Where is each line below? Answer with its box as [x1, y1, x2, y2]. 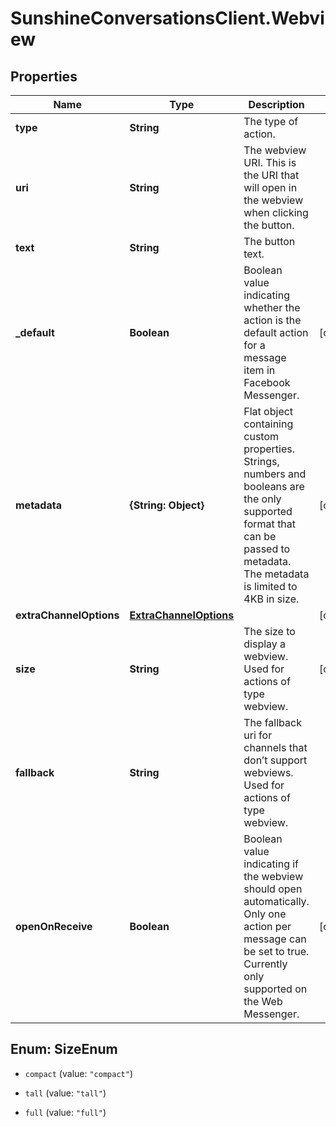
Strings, [243, 455, 280, 468]
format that [243, 517, 297, 531]
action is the [243, 313, 302, 327]
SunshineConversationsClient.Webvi [10, 7, 325, 30]
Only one [243, 907, 287, 921]
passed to [243, 542, 291, 556]
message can [243, 932, 307, 946]
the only [243, 492, 282, 506]
